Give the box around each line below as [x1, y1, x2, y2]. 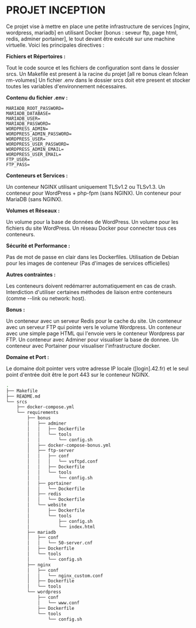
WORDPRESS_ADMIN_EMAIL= [6, 146, 64, 152]
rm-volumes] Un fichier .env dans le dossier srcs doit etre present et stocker [6, 77, 191, 84]
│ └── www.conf [37, 600, 80, 606]
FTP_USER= [6, 156, 30, 163]
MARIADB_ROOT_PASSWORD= [6, 105, 64, 111]
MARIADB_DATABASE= [6, 111, 51, 116]
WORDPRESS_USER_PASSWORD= [6, 141, 69, 147]
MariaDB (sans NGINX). [6, 195, 63, 202]
